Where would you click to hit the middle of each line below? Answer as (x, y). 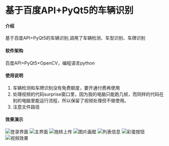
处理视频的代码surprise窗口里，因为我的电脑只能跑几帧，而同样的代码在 (88, 94)
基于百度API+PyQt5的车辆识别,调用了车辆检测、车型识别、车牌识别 (76, 38)
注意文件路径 (26, 107)
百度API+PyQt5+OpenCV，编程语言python (50, 63)
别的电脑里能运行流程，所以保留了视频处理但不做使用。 (71, 100)
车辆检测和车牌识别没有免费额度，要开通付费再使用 (66, 87)
